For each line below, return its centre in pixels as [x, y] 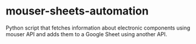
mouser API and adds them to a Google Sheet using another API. [86, 34]
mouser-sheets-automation [77, 11]
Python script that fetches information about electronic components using [98, 28]
